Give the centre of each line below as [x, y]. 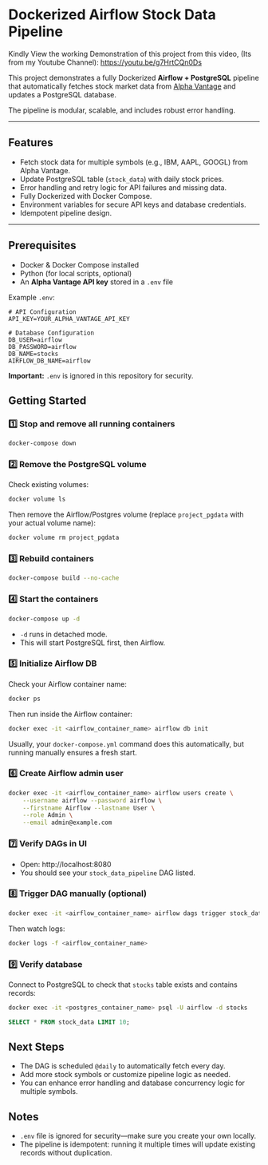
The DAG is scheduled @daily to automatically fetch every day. [122, 1066]
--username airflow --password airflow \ [92, 800]
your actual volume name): [52, 523]
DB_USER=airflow [35, 340]
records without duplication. [66, 1153]
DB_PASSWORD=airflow [43, 347]
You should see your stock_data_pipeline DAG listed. [107, 873]
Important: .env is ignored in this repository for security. [101, 375]
